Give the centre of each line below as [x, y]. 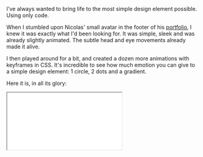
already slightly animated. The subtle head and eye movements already [96, 40]
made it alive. [23, 46]
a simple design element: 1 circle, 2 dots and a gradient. [76, 71]
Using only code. [28, 15]
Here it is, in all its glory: [37, 83]
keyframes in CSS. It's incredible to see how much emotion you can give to [101, 65]
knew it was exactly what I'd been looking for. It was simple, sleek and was [101, 34]
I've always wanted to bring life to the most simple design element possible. [102, 9]
